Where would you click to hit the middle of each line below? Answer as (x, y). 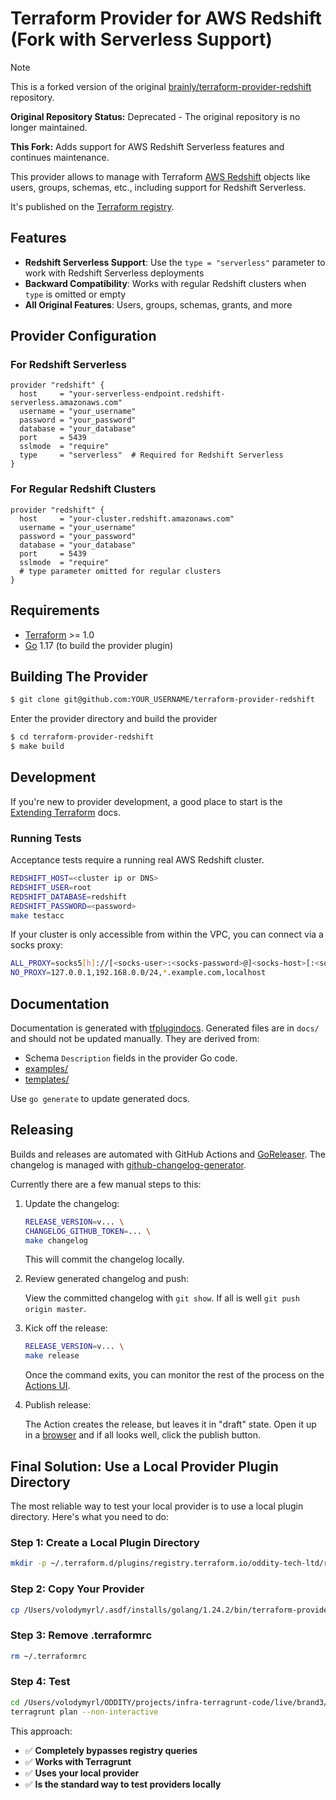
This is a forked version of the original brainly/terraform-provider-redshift (161, 86)
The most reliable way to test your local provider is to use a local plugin (157, 1506)
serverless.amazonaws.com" (66, 403)
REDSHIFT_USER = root (51, 887)
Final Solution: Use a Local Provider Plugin (144, 1466)
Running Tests (46, 838)
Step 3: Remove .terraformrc (81, 1635)
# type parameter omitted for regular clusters (120, 571)
